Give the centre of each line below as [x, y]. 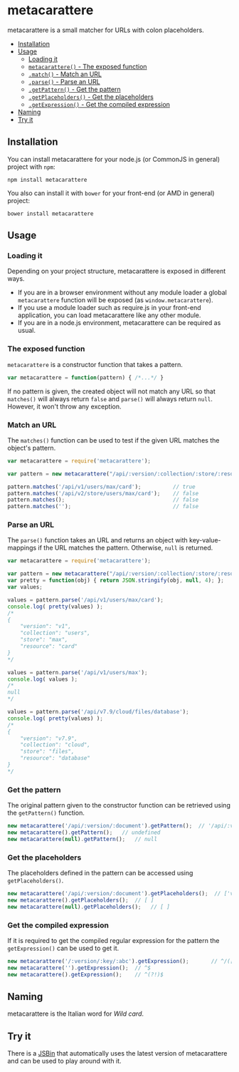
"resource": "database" [55, 758]
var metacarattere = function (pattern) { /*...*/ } [85, 377]
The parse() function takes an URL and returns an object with [98, 540]
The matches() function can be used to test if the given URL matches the [113, 440]
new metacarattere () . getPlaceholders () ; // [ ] [81, 900]
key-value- [205, 540]
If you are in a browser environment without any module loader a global [122, 293]
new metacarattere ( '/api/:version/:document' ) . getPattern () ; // [106, 826]
